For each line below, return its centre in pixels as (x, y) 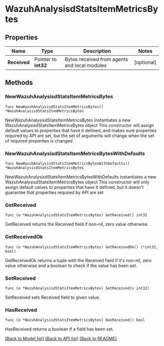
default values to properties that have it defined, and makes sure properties (81, 130)
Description (97, 51)
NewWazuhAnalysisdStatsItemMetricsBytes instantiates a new (68, 120)
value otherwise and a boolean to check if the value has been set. (71, 265)
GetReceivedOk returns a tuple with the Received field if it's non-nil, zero (78, 260)
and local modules (86, 65)
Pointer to (46, 59)
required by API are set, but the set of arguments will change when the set (80, 136)
